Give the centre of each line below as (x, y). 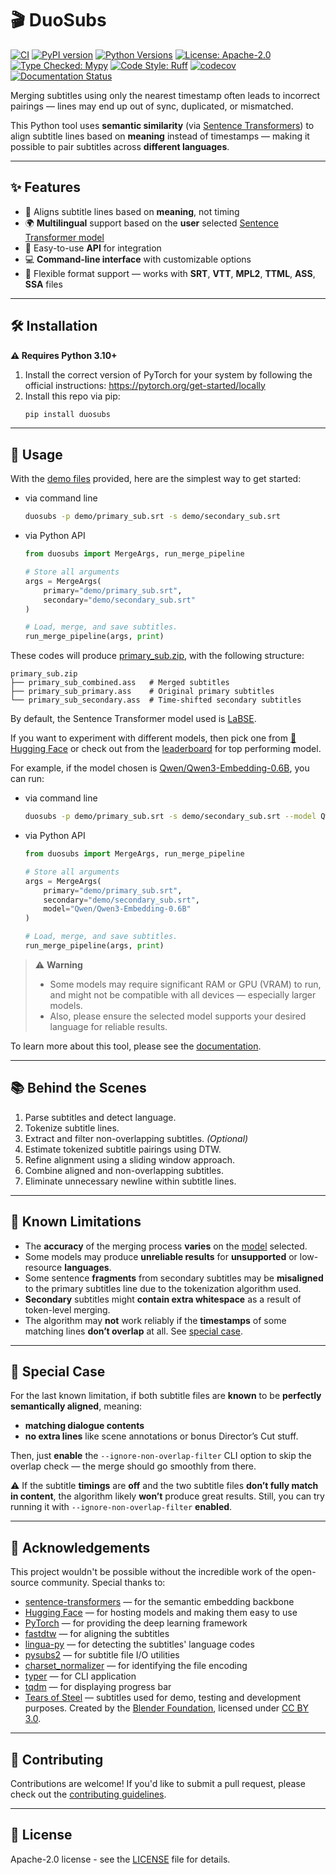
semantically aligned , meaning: (76, 1406)
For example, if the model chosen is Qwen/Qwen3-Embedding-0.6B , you (160, 768)
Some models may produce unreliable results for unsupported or (161, 1256)
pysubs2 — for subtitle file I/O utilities (102, 1655)
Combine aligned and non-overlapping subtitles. (124, 1170)
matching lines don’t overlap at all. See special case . (133, 1331)
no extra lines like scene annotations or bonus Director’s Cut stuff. (161, 1436)
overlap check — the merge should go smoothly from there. (133, 1466)
